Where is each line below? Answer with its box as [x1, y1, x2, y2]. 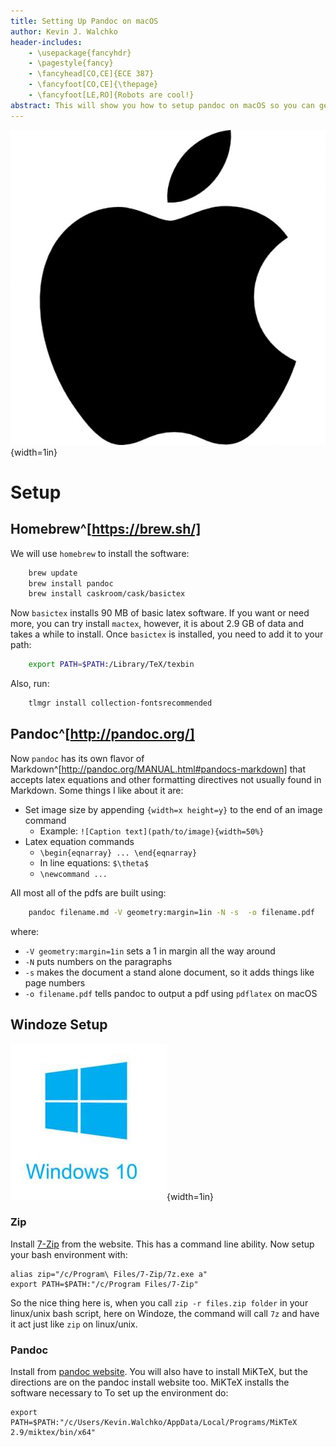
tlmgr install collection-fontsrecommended [28, 698, 213, 709]
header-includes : [10, 37, 83, 47]
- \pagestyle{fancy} [28, 58, 114, 69]
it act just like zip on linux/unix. [10, 1318, 138, 1330]
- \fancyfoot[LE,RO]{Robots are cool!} [28, 90, 195, 100]
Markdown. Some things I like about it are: [10, 784, 184, 796]
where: [10, 925, 40, 937]
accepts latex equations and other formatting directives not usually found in [10, 773, 322, 785]
